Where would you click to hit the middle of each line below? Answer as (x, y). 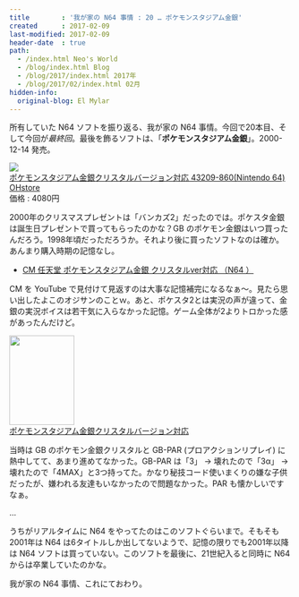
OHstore (25, 188)
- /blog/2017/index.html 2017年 (77, 76)
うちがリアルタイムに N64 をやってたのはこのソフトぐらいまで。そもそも (145, 531)
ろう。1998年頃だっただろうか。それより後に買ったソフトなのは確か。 (154, 240)
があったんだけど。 (45, 322)
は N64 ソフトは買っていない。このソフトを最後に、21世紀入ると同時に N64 (150, 554)
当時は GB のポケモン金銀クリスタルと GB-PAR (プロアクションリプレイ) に (148, 450)
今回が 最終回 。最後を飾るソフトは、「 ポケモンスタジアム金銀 (136, 139)
